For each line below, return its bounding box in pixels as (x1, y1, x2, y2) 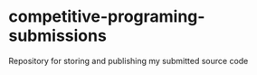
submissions (8, 25, 108, 46)
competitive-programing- (8, 6, 205, 27)
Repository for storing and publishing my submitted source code (8, 55, 249, 66)
